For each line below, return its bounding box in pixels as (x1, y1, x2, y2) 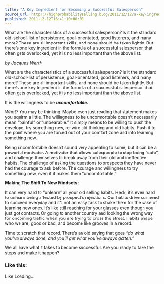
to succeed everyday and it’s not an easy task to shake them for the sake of (5, 200, 157, 206)
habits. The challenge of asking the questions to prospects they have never (5, 160, 157, 166)
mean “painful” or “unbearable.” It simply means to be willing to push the (5, 119, 151, 125)
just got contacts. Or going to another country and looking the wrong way (5, 210, 153, 216)
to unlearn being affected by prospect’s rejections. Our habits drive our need (5, 195, 159, 200)
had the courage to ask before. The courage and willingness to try (5, 165, 138, 171)
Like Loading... (5, 273, 35, 279)
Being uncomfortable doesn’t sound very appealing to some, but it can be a (5, 145, 157, 151)
